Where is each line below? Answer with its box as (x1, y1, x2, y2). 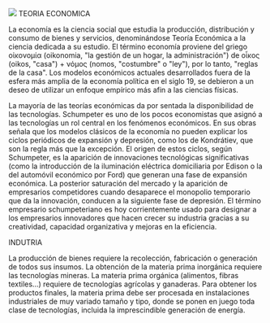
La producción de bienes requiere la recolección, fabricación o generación (8, 253, 258, 263)
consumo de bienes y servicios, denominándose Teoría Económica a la (8, 33, 246, 42)
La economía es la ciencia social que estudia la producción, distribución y (8, 24, 255, 34)
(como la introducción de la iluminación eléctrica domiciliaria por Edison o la (8, 161, 263, 171)
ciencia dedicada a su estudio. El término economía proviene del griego (8, 41, 248, 51)
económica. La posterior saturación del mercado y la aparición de (8, 179, 229, 188)
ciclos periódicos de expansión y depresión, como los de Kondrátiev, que (8, 135, 254, 145)
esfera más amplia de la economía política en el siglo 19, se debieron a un (8, 76, 254, 85)
